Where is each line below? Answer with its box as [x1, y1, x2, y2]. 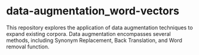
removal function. [6, 43, 50, 50]
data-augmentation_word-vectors [6, 4, 179, 18]
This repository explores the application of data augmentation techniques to [6, 24, 193, 31]
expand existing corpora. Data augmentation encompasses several [6, 30, 172, 37]
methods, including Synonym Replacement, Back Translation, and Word [6, 36, 182, 44]
